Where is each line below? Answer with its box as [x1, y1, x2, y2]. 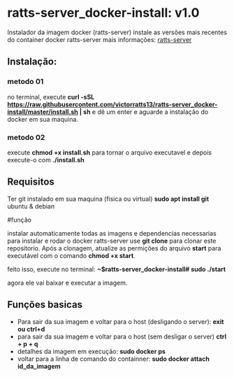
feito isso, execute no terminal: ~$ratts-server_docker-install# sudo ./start [7, 264, 226, 273]
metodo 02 [7, 132, 45, 142]
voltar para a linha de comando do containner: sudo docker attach [17, 355, 210, 363]
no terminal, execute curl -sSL [7, 92, 95, 101]
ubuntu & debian [7, 201, 54, 211]
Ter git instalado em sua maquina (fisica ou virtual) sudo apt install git [7, 194, 210, 203]
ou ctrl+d [17, 325, 45, 333]
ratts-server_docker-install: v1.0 [7, 5, 200, 21]
